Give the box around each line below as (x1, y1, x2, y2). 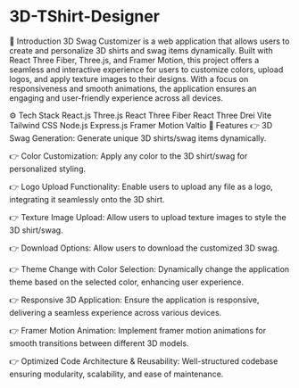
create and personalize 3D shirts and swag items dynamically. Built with (9, 45, 274, 55)
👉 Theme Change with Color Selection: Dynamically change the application (9, 263, 290, 274)
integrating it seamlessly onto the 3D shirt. (9, 194, 165, 204)
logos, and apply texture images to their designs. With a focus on (9, 73, 249, 84)
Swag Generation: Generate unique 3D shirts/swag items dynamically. (9, 132, 267, 144)
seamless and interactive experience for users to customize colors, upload (9, 64, 284, 75)
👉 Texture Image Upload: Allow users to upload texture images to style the (9, 211, 287, 222)
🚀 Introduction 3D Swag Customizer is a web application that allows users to (9, 36, 290, 46)
